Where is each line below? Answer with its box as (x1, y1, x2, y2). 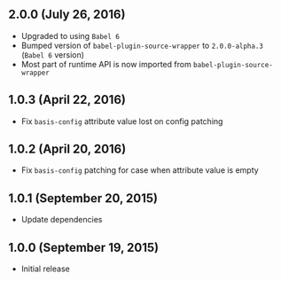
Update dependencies (20, 215, 103, 225)
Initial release (20, 263, 70, 274)
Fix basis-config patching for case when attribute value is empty (20, 165, 259, 176)
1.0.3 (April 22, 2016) (8, 92, 126, 107)
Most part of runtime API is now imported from (20, 59, 191, 69)
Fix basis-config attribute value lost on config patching (20, 115, 223, 127)
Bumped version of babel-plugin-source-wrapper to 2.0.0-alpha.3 (20, 40, 263, 51)
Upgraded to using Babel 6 (20, 30, 121, 41)
